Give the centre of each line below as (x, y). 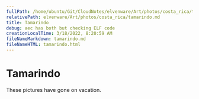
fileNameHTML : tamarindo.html (44, 45)
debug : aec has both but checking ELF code (61, 28)
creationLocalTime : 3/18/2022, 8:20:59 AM (59, 34)
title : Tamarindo (28, 22)
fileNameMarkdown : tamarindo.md (46, 39)
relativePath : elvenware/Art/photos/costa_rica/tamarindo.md (83, 17)
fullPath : (18, 11)
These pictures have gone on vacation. (54, 90)
